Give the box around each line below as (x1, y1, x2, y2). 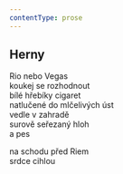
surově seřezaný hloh (9, 119, 90, 130)
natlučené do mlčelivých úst (9, 100, 115, 111)
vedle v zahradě (9, 110, 70, 121)
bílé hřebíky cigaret (9, 90, 81, 101)
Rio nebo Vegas (9, 71, 69, 82)
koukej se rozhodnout (9, 81, 90, 92)
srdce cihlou (9, 156, 56, 167)
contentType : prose (9, 13, 83, 23)
